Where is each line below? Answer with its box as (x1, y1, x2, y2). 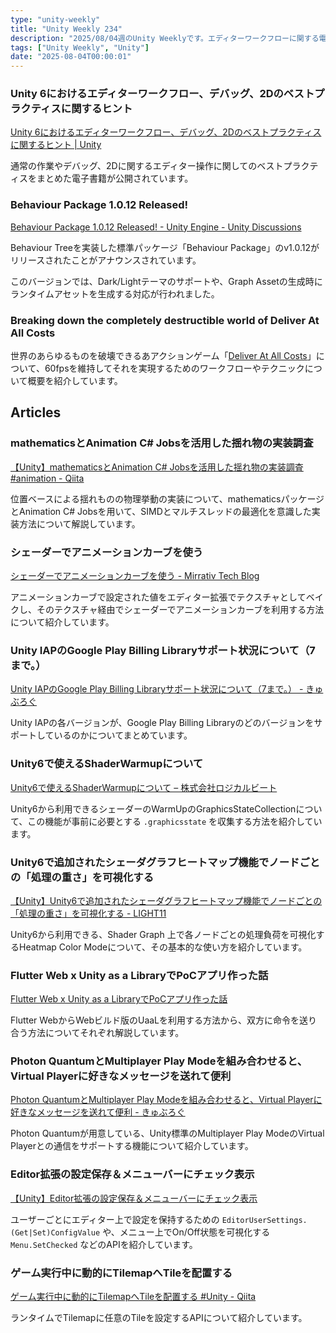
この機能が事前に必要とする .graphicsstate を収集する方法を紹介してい (27, 815, 323, 827)
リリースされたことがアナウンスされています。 (10, 254, 202, 266)
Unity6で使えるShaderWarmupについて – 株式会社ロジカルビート (10, 781, 278, 793)
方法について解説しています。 (18, 517, 141, 530)
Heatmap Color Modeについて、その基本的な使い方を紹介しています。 (18, 941, 308, 953)
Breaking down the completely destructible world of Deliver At (10, 313, 320, 327)
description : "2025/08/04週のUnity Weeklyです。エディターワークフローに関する (10, 33, 320, 43)
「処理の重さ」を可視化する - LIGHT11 (10, 907, 167, 919)
